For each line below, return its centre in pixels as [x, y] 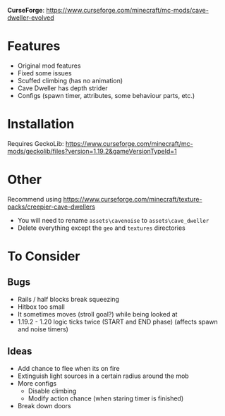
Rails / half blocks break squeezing [68, 299]
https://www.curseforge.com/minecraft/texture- [133, 199]
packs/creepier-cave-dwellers [51, 207]
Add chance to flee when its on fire [68, 368]
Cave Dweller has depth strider [62, 88]
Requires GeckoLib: [36, 143]
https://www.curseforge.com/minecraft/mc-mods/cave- [127, 10]
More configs [37, 383]
